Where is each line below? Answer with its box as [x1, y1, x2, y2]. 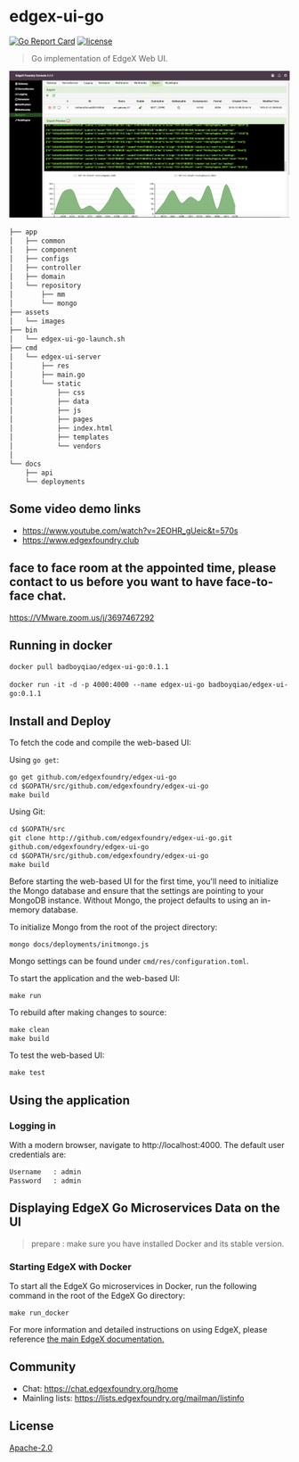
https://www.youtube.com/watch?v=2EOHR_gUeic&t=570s [21, 525, 238, 536]
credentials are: [9, 1149, 67, 1160]
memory [9, 904, 40, 915]
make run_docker [9, 1309, 69, 1317]
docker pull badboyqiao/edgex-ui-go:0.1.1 [9, 663, 169, 672]
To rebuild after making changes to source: [9, 1007, 167, 1018]
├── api [25, 468, 53, 478]
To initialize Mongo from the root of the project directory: [9, 921, 218, 933]
